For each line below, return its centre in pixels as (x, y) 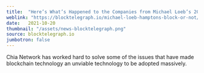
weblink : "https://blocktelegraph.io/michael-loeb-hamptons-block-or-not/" (104, 17)
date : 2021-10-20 (31, 23)
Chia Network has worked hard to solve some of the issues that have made (100, 57)
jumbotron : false (28, 40)
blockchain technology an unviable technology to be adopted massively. (97, 63)
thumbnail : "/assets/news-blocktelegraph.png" (66, 29)
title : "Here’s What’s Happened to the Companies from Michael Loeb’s (99, 12)
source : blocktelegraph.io (40, 34)
